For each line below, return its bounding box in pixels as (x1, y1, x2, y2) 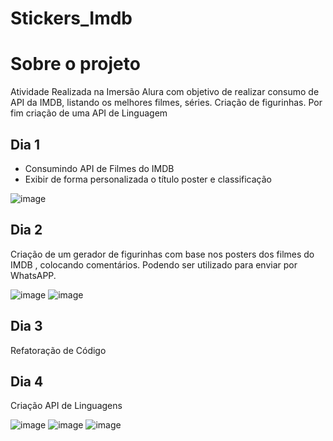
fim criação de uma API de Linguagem (10, 107, 168, 119)
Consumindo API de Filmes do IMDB (24, 162, 175, 174)
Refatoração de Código (10, 344, 107, 356)
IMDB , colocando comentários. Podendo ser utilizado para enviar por (10, 258, 298, 271)
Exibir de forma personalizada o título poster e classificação (24, 173, 273, 185)
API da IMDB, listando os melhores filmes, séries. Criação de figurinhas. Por (10, 97, 323, 109)
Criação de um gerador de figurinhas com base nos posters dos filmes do (10, 248, 315, 260)
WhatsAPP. (10, 269, 57, 281)
